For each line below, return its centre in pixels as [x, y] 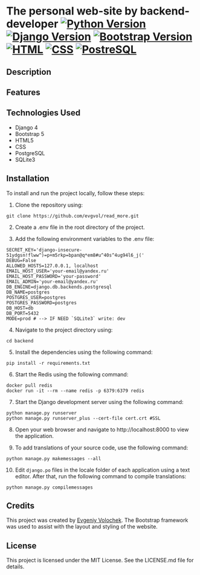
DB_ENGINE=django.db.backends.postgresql [59, 287]
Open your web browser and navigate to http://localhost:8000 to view [102, 429]
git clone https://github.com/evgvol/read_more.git [73, 216]
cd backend [20, 341]
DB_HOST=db [20, 308]
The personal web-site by [72, 11]
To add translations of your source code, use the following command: [102, 448]
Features [23, 92]
